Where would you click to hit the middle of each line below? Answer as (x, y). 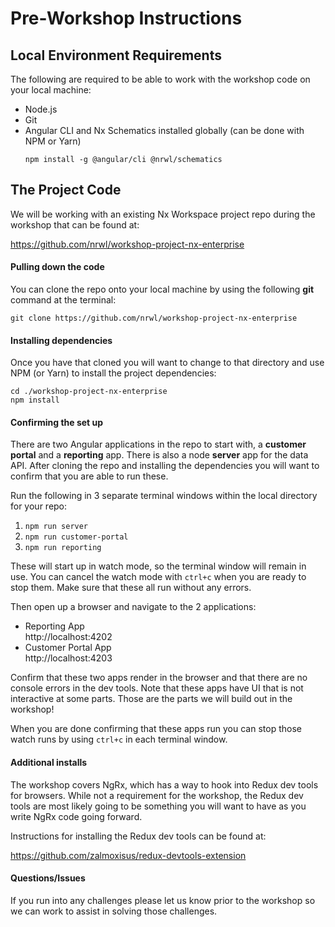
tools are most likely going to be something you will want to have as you (158, 806)
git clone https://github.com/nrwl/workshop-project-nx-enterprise (154, 318)
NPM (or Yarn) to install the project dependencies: (113, 373)
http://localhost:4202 (68, 637)
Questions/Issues (48, 878)
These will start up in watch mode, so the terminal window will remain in (158, 566)
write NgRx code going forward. (76, 816)
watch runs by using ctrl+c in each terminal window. (119, 739)
